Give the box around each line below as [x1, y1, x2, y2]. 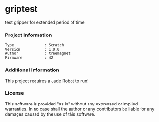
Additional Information [5, 67, 60, 73]
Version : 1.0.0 [5, 47, 60, 52]
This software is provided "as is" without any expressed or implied [5, 101, 138, 106]
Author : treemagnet [5, 51, 71, 56]
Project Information [5, 32, 52, 38]
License [5, 90, 24, 97]
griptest [5, 3, 38, 15]
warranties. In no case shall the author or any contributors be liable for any [5, 106, 155, 112]
